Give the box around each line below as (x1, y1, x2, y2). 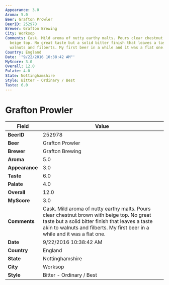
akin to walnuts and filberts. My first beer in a (42, 224, 149, 231)
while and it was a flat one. (42, 230, 106, 238)
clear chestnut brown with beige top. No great (42, 211, 151, 218)
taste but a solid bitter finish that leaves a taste (42, 218, 153, 225)
